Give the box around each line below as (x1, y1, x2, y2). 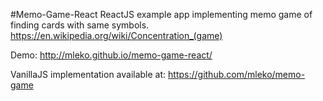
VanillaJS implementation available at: (10, 69, 167, 80)
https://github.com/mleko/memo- (168, 69, 306, 80)
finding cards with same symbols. (10, 19, 150, 31)
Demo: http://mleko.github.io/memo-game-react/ (10, 49, 213, 61)
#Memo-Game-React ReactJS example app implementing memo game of (10, 9, 313, 20)
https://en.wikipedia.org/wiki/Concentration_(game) (10, 30, 223, 41)
